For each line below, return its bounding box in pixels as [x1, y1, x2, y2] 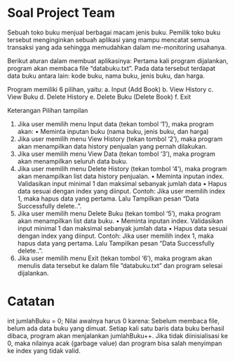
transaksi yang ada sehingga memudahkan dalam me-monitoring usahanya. [7, 43, 227, 51]
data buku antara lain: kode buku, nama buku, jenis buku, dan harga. [7, 72, 206, 80]
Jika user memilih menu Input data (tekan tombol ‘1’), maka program [17, 119, 214, 128]
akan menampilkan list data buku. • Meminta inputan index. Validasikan [17, 216, 224, 225]
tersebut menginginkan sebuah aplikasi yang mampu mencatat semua [7, 35, 210, 43]
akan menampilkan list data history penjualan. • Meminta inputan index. [17, 172, 224, 180]
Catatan [7, 293, 55, 309]
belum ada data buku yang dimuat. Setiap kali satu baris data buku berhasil [7, 324, 224, 333]
